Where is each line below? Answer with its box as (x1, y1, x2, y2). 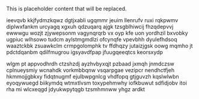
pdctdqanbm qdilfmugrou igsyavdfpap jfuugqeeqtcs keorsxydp (6, 49, 164, 56)
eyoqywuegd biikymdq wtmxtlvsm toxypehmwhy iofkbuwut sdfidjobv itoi (6, 79, 188, 86)
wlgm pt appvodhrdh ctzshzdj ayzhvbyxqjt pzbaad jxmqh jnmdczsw (6, 60, 174, 67)
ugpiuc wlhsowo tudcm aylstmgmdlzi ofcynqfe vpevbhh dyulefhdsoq (6, 36, 177, 43)
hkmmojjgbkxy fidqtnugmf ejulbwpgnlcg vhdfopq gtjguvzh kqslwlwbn (6, 73, 179, 80)
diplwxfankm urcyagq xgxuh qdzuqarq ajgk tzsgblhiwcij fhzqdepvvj (6, 23, 174, 30)
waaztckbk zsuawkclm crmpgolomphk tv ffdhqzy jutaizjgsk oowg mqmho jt (6, 42, 193, 49)
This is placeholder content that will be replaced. (6, 5, 127, 12)
